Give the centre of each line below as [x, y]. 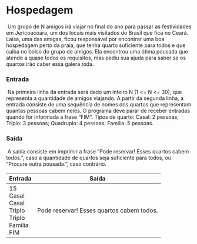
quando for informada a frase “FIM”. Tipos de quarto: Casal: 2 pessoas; [93, 117]
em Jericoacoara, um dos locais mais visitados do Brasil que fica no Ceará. [97, 32]
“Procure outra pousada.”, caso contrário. [56, 164]
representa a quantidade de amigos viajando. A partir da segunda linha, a [95, 98]
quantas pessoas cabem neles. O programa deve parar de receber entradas [98, 111]
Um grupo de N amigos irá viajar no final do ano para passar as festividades [99, 26]
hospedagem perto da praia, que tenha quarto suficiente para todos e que [96, 45]
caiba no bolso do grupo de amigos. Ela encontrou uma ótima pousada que [97, 51]
